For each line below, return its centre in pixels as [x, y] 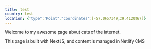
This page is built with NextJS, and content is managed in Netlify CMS [75, 41]
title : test [17, 9]
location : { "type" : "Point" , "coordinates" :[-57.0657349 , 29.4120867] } [75, 18]
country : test [19, 14]
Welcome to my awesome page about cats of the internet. [63, 32]
